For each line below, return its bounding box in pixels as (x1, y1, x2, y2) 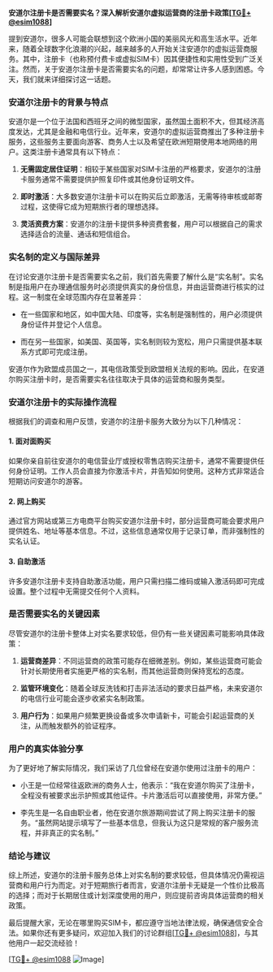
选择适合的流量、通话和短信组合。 (19, 229, 135, 239)
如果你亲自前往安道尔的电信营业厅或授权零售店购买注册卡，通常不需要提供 (8, 456, 258, 466)
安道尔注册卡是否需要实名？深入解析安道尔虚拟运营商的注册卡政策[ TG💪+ (8, 8, 252, 17)
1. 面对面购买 (8, 436, 51, 446)
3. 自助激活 (8, 556, 46, 566)
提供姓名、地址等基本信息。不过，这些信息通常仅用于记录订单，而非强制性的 (8, 526, 265, 536)
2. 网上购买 (8, 496, 46, 506)
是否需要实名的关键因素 (8, 608, 100, 620)
